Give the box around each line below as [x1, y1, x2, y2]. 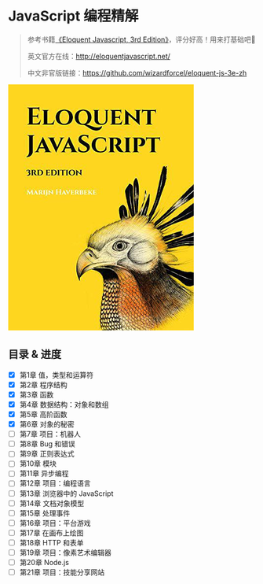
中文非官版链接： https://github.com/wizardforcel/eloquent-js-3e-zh [27, 68, 247, 77]
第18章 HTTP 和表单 [19, 538, 84, 547]
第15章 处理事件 [19, 508, 71, 518]
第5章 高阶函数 [19, 410, 68, 419]
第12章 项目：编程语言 [19, 479, 91, 488]
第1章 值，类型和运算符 [19, 370, 94, 379]
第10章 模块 [19, 459, 57, 468]
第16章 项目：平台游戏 [19, 518, 92, 527]
